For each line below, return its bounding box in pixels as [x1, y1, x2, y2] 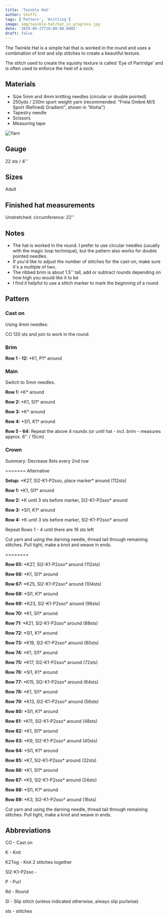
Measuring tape [12, 120, 46, 126]
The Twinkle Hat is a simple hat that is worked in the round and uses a [5, 45, 151, 51]
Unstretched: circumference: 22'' [5, 214, 75, 221]
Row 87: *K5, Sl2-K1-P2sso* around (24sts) [5, 777, 97, 783]
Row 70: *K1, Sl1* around [5, 610, 58, 616]
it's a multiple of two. [12, 264, 57, 270]
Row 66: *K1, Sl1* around [5, 571, 58, 577]
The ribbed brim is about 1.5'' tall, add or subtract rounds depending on [12, 269, 161, 276]
